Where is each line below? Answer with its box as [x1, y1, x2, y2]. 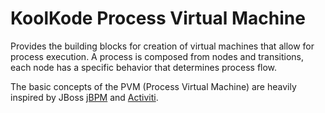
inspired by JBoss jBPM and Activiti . [10, 91, 159, 103]
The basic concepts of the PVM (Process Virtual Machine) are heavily [10, 80, 297, 92]
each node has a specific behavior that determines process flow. [10, 61, 278, 73]
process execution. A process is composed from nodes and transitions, [10, 50, 304, 62]
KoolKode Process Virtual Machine [10, 7, 306, 30]
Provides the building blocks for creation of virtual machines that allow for [10, 40, 315, 52]
